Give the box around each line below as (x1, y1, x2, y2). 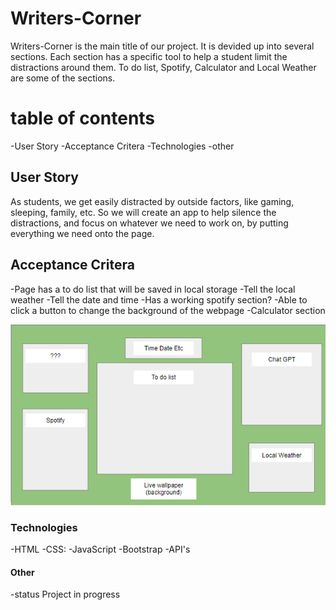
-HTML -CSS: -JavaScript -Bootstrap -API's (10, 543, 191, 556)
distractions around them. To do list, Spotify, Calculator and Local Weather (10, 61, 317, 73)
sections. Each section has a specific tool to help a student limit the (10, 50, 288, 62)
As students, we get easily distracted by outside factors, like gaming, (10, 195, 295, 207)
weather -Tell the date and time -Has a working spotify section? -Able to (10, 293, 308, 306)
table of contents (10, 107, 156, 130)
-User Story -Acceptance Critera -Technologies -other (10, 140, 235, 152)
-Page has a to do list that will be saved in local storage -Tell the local (10, 283, 296, 295)
